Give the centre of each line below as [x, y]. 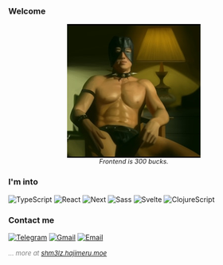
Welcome [27, 11]
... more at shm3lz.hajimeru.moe [58, 253]
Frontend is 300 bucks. [134, 162]
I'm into [23, 182]
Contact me [31, 220]
